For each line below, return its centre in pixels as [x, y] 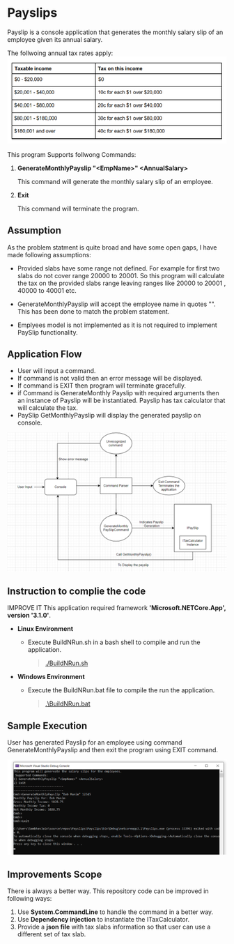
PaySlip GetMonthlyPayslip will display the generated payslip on [109, 416]
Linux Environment [45, 629]
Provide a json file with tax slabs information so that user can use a [114, 927]
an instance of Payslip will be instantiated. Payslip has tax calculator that [121, 401]
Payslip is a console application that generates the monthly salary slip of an [115, 32]
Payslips [32, 13]
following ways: [30, 899]
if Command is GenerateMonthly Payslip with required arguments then [118, 393]
